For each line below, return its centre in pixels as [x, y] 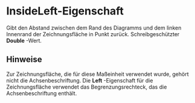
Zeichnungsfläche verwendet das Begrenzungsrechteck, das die [87, 87]
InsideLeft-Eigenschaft [65, 11]
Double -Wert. [24, 40]
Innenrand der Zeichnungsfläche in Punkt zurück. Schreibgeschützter [93, 34]
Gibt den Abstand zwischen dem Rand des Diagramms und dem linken [94, 28]
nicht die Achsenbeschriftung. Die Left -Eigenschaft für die [80, 80]
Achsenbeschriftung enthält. [42, 93]
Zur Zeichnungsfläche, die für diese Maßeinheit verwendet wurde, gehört [97, 74]
